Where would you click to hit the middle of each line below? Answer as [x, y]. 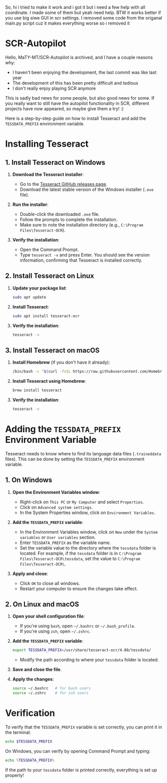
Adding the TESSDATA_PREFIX [63, 429]
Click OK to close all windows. [50, 583]
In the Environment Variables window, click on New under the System [89, 532]
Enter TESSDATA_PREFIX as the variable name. [65, 543]
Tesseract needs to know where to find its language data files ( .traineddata [83, 453]
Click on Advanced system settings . [56, 507]
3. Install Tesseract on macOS [52, 350]
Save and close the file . [37, 670]
